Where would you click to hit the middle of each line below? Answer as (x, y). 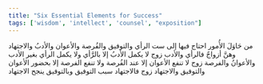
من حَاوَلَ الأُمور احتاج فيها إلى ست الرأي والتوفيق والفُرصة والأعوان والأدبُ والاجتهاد (131, 45)
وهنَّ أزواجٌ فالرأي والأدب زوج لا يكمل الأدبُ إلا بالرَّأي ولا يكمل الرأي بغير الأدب (122, 54)
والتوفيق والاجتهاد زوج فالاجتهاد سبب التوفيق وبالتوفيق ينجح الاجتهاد (107, 71)
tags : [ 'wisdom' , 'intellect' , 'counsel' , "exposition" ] (105, 23)
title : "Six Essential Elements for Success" (85, 15)
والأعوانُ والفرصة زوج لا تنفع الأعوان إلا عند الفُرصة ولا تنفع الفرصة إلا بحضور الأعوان (132, 62)
